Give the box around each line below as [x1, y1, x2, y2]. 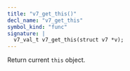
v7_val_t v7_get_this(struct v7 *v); [13, 37, 124, 44]
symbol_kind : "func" [7, 23, 68, 30]
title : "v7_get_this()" [7, 10, 77, 18]
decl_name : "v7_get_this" [7, 17, 83, 24]
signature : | [7, 30, 46, 37]
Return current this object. [7, 56, 86, 64]
